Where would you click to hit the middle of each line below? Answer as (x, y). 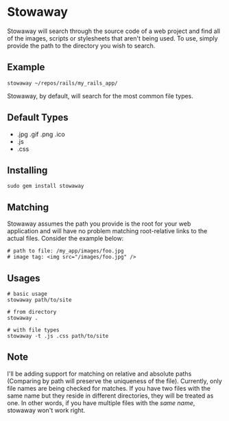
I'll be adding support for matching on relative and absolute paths (99, 374)
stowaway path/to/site (39, 300)
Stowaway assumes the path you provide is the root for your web (99, 224)
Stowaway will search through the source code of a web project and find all (114, 31)
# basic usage (27, 294)
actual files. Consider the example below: (65, 239)
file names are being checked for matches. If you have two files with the (109, 388)
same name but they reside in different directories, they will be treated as (110, 396)
